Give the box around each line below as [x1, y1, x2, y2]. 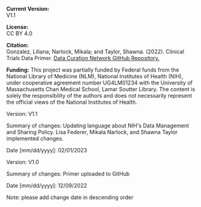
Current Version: [6, 5, 50, 12]
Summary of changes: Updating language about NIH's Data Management [6, 122, 189, 129]
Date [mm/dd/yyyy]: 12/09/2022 [6, 182, 87, 189]
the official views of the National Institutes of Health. [6, 98, 138, 106]
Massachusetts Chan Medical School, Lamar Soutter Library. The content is [6, 86, 196, 93]
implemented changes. [6, 135, 64, 142]
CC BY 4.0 [6, 30, 33, 37]
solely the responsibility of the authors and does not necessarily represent [6, 92, 192, 99]
